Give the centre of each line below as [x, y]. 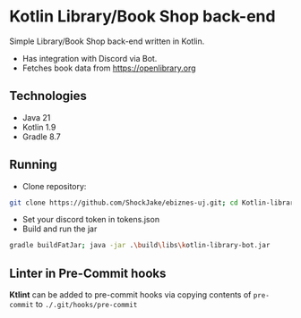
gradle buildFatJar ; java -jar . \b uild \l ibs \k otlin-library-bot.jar [140, 246]
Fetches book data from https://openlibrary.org [109, 68]
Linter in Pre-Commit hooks [88, 273]
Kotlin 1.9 [39, 127]
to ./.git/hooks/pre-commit [86, 305]
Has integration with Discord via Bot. [90, 58]
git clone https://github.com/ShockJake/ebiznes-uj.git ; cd [124, 203]
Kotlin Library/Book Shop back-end [142, 17]
